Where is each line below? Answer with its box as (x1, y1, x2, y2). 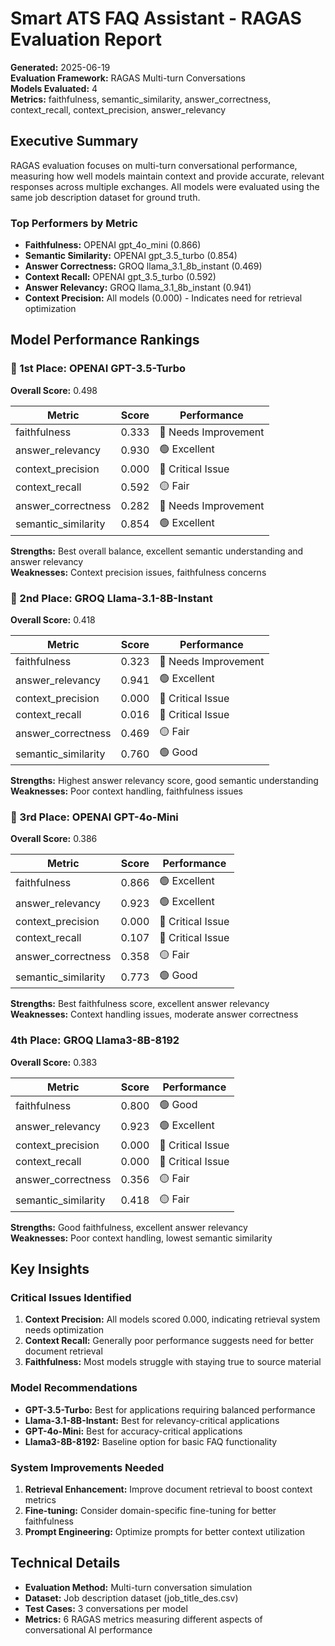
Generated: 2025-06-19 (10, 61, 111, 73)
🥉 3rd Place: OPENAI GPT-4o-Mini (10, 810, 179, 824)
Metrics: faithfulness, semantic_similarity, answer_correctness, (10, 93, 272, 105)
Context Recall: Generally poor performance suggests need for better (24, 1335, 314, 1347)
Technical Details (10, 1555, 121, 1572)
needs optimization (24, 1324, 105, 1336)
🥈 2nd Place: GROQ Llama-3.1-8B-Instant (10, 591, 213, 605)
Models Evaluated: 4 (10, 82, 98, 94)
